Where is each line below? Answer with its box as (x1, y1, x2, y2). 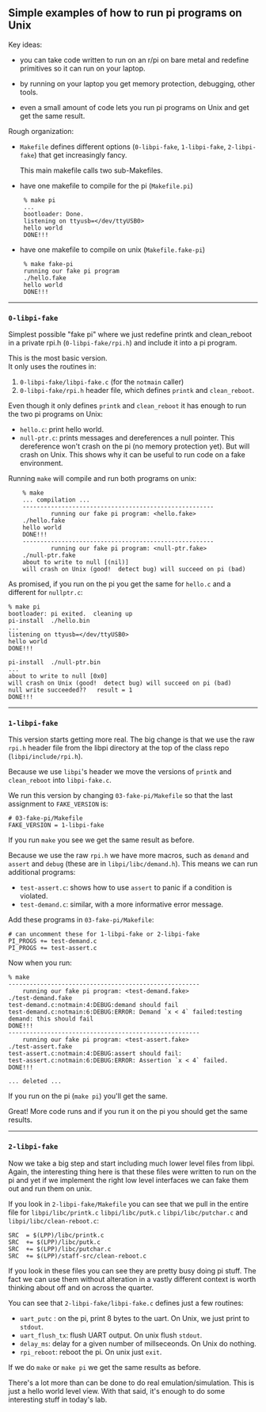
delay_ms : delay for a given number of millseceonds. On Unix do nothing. (19, 1338, 257, 1348)
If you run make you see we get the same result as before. (8, 835, 195, 845)
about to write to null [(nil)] (22, 559, 129, 567)
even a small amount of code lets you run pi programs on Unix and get (19, 102, 249, 112)
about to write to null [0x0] (8, 673, 108, 681)
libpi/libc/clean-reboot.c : (8, 1215, 100, 1225)
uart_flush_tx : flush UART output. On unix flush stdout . (19, 1330, 203, 1340)
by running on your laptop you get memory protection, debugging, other (19, 78, 256, 88)
